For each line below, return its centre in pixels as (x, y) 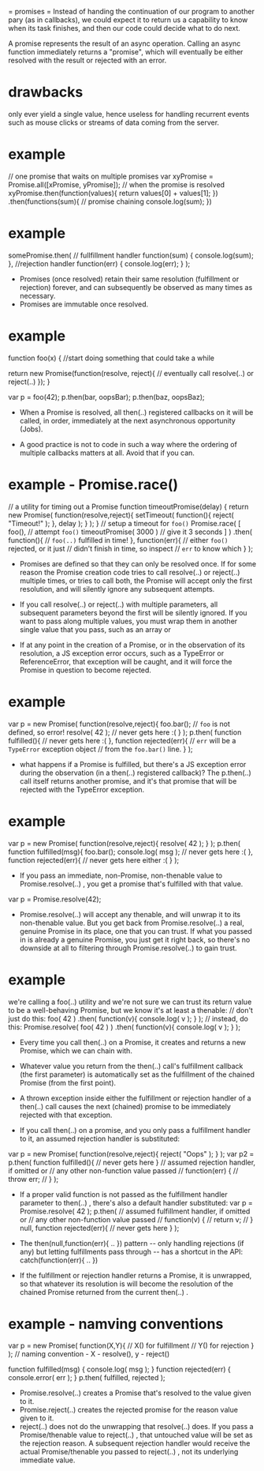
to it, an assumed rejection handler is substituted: (99, 1138)
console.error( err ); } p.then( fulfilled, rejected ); (87, 1378)
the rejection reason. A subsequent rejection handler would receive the (135, 1443)
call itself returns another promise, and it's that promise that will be (128, 781)
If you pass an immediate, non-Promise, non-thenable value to (121, 875)
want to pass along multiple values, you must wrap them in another (128, 621)
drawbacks (46, 92)
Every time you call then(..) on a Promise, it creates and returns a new (133, 1042)
